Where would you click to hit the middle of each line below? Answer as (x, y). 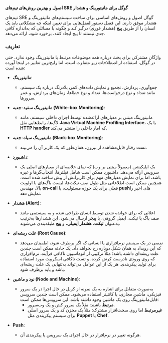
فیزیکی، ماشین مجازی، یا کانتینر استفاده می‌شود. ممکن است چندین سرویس (91, 294)
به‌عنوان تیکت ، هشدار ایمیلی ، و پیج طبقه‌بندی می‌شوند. (70, 223)
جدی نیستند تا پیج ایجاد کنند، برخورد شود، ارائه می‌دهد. (55, 33)
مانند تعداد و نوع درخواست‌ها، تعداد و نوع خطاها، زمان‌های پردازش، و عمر (88, 93)
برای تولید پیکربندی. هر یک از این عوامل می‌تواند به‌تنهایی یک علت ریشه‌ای (88, 264)
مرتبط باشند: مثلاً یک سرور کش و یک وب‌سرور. (71, 305)
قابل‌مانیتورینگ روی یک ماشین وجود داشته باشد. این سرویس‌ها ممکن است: (89, 299)
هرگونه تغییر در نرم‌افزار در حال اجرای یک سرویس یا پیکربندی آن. (80, 335)
